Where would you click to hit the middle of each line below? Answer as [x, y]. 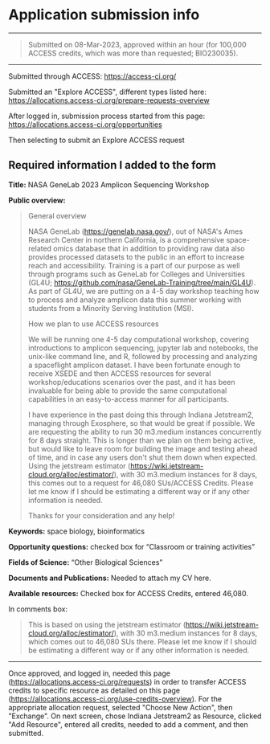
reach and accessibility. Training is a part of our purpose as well [134, 265]
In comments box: [38, 609]
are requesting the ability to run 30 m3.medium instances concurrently [145, 431]
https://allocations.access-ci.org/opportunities [85, 124]
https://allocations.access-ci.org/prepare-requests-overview [109, 100]
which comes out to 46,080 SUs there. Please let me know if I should [142, 641]
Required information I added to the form [112, 165]
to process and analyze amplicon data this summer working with [135, 300]
